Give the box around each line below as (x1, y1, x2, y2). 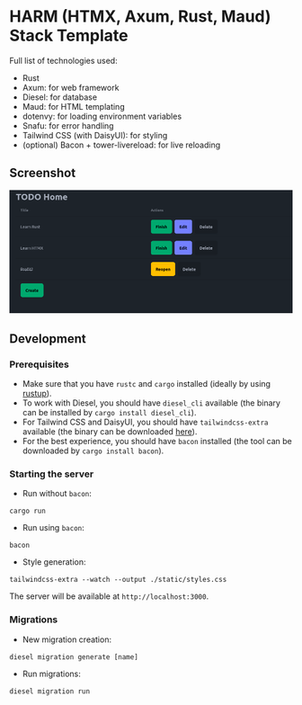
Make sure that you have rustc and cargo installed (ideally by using (22, 379, 271, 389)
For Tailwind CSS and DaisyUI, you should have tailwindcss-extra (22, 416, 269, 428)
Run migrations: (22, 668, 81, 679)
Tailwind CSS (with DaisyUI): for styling (22, 129, 168, 140)
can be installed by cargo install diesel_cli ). (22, 407, 197, 418)
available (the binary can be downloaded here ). (22, 426, 198, 437)
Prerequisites (9, 358, 69, 370)
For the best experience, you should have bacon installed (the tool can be (22, 436, 292, 447)
